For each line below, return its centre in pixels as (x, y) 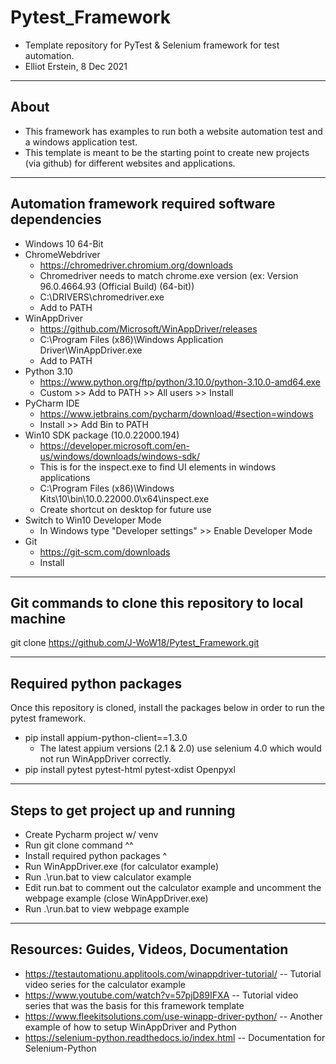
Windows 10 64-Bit (64, 243)
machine (38, 618)
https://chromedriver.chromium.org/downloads (136, 265)
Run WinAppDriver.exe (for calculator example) (122, 866)
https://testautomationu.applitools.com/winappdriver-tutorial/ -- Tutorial (173, 973)
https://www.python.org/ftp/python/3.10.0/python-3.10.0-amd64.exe (180, 382)
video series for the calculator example (105, 984)
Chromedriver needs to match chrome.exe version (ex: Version (169, 275)
